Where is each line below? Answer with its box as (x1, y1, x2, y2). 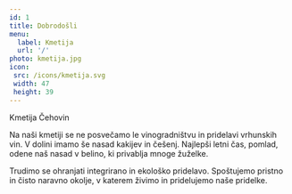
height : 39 (13, 87, 54, 96)
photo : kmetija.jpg (9, 54, 82, 63)
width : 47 (13, 79, 50, 88)
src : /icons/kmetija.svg (13, 71, 105, 80)
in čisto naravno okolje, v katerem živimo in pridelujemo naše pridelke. (9, 174, 268, 185)
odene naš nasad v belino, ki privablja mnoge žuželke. (9, 148, 209, 158)
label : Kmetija (17, 37, 74, 47)
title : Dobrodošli (9, 21, 78, 30)
